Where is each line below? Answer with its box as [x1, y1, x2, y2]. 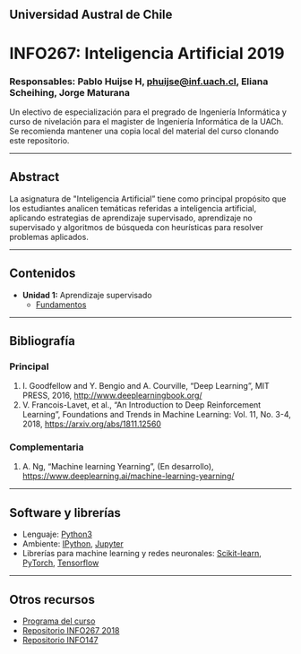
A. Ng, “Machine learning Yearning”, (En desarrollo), [21, 461, 214, 472]
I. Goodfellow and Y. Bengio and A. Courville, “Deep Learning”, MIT [21, 381, 271, 392]
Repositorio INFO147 [21, 635, 99, 646]
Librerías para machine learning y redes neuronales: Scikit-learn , [21, 548, 262, 559]
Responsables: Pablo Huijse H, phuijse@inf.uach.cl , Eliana [9, 75, 269, 88]
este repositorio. [9, 134, 70, 146]
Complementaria [9, 441, 84, 453]
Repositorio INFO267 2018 [21, 625, 120, 636]
